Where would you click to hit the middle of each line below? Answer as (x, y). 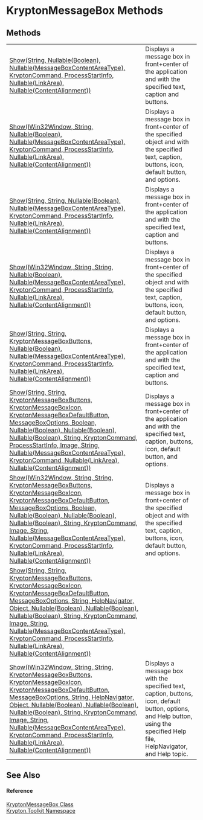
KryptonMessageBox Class (40, 804)
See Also (23, 776)
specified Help (166, 731)
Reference (20, 790)
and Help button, (169, 716)
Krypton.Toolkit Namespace (41, 810)
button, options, (167, 709)
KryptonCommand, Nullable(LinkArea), (64, 460)
